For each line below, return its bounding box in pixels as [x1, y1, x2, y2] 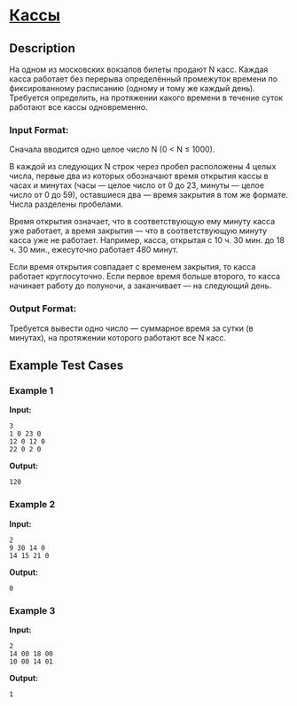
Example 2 [9, 498, 56, 511]
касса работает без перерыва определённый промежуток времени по [9, 74, 277, 84]
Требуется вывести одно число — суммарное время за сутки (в [9, 323, 254, 333]
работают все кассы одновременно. [9, 102, 148, 112]
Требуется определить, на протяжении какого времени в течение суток [9, 92, 284, 103]
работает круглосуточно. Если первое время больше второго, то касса [9, 271, 281, 282]
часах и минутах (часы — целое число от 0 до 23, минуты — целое [9, 180, 264, 191]
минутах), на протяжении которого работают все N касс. [9, 332, 227, 342]
